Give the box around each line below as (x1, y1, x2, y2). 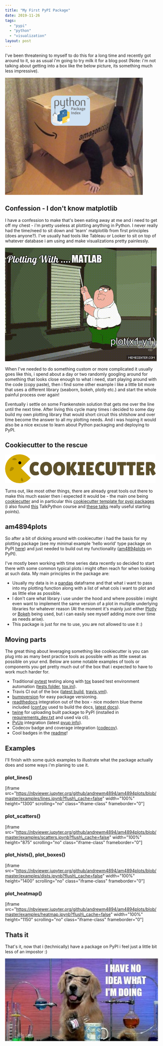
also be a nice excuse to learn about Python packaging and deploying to (5, 422, 149, 427)
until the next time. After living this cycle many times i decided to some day (5, 406, 155, 412)
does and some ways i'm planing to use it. (5, 762, 89, 768)
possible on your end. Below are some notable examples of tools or (5, 658, 140, 665)
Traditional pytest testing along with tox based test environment (12, 678, 140, 684)
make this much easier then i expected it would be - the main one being (5, 493, 148, 499)
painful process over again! (5, 391, 60, 398)
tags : (5, 18, 16, 23)
